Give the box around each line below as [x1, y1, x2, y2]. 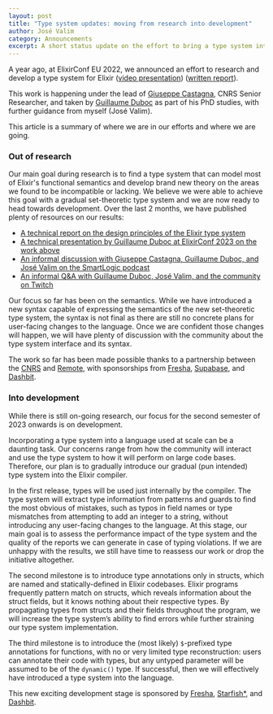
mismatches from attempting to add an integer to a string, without [8, 512, 228, 521]
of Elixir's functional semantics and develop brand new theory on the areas [8, 178, 260, 188]
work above [19, 246, 60, 255]
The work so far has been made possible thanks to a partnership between [8, 355, 256, 364]
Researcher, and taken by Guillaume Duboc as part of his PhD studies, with [8, 98, 260, 107]
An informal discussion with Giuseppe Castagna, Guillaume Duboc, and [19, 254, 259, 264]
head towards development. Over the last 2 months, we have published [8, 204, 247, 214]
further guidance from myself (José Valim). [8, 107, 153, 116]
